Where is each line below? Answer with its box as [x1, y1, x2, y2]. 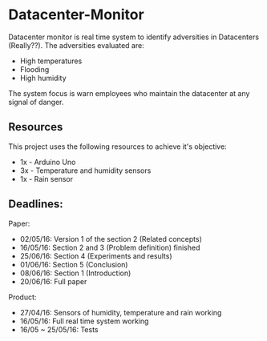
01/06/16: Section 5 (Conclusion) [19, 259, 128, 269]
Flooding [19, 64, 50, 74]
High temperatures [19, 56, 83, 66]
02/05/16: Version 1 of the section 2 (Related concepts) [19, 234, 202, 243]
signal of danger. [8, 97, 64, 106]
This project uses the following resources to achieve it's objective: [8, 142, 227, 151]
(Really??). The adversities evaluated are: [8, 40, 144, 50]
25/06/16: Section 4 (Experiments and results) [19, 251, 172, 261]
